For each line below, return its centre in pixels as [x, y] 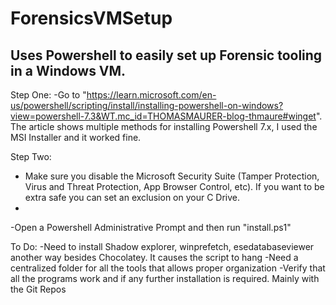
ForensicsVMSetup [91, 18]
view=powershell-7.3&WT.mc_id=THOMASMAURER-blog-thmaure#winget [163, 116]
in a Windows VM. [68, 70]
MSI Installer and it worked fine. [76, 137]
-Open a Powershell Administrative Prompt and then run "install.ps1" [151, 227]
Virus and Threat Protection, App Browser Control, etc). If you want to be [174, 186]
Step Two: [31, 156]
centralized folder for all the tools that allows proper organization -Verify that [168, 268]
